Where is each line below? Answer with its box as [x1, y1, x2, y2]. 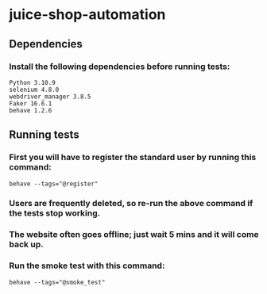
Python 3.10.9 [9, 78, 56, 86]
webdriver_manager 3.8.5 [9, 93, 91, 101]
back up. [9, 239, 44, 250]
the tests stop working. [9, 208, 101, 219]
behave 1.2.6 [9, 106, 52, 114]
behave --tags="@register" [9, 180, 99, 188]
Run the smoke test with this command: [9, 260, 165, 271]
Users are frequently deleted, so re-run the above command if [9, 198, 253, 209]
